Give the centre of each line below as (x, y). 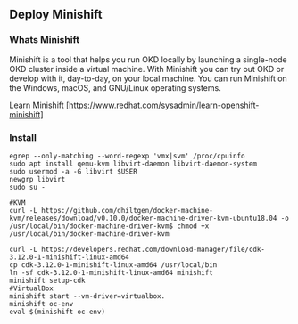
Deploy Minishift (56, 15)
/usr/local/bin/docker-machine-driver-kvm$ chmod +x (109, 226)
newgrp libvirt (37, 179)
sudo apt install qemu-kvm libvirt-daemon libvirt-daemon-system (133, 164)
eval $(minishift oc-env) (57, 312)
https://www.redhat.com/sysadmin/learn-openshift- (164, 105)
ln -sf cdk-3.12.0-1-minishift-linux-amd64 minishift (112, 272)
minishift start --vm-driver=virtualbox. (87, 296)
